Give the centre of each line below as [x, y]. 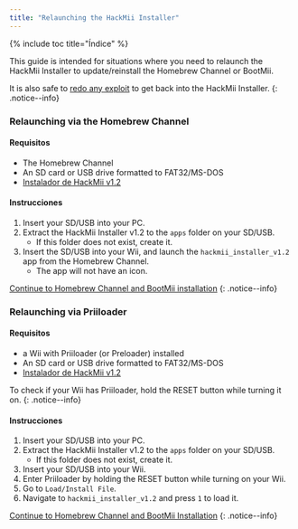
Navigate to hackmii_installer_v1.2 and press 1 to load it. [130, 498]
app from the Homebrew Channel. [86, 261]
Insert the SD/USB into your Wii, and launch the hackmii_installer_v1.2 [156, 251]
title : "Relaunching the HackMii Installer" [94, 18]
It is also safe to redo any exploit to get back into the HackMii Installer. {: [144, 88]
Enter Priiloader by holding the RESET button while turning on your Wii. [154, 479]
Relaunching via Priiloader [68, 311]
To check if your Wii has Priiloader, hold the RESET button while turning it [145, 391]
